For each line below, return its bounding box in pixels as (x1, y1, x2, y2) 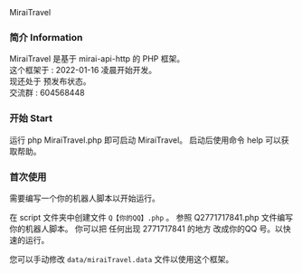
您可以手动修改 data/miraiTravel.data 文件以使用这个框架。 (9, 253, 234, 264)
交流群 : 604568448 (9, 88, 85, 99)
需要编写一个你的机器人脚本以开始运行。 (9, 193, 160, 203)
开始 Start (9, 112, 52, 125)
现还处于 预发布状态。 (9, 76, 91, 87)
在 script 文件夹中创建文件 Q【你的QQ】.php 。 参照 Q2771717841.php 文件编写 (9, 212, 294, 222)
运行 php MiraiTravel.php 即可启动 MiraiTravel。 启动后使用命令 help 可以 (9, 134, 282, 146)
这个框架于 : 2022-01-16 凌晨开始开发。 (9, 65, 157, 76)
